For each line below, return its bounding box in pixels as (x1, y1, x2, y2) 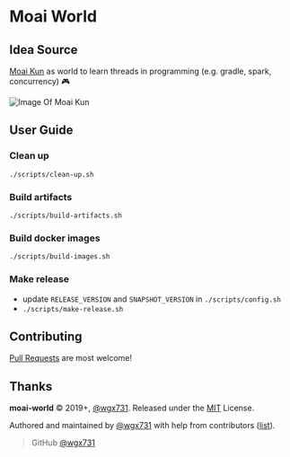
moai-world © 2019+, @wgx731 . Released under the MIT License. (9, 402, 255, 414)
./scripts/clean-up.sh (9, 170, 94, 179)
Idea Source (9, 42, 78, 57)
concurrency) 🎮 (9, 76, 70, 86)
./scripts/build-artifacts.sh (9, 211, 123, 220)
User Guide (9, 123, 74, 138)
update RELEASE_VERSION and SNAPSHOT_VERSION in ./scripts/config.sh (22, 294, 281, 304)
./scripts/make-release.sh (22, 304, 124, 313)
